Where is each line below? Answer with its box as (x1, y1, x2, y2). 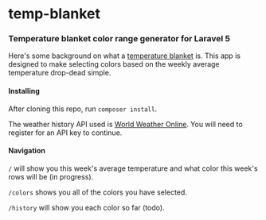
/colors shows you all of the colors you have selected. (8, 187, 187, 197)
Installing (8, 87, 40, 96)
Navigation (8, 146, 45, 156)
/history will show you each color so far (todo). (8, 203, 165, 212)
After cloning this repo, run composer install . (8, 104, 158, 114)
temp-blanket (8, 5, 101, 23)
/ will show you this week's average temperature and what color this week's (8, 164, 258, 173)
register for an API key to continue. (8, 128, 123, 137)
